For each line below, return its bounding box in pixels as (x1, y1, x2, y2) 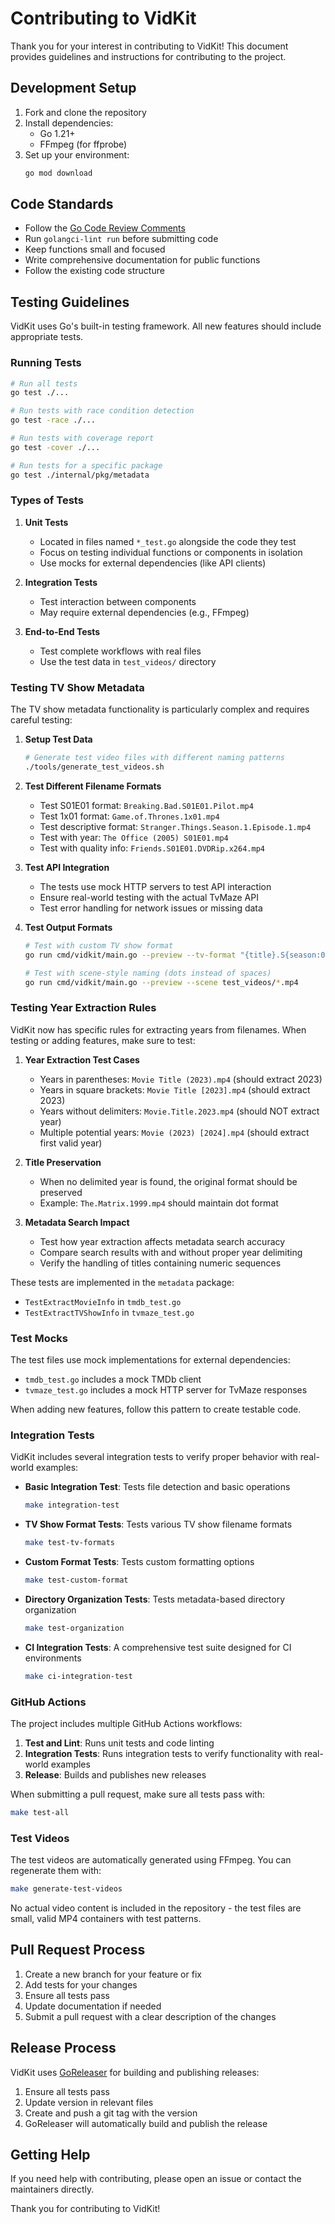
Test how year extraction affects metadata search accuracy (39, 1235, 286, 1247)
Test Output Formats (24, 921, 113, 933)
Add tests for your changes (24, 1978, 138, 1991)
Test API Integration (24, 861, 110, 873)
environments (24, 1652, 82, 1664)
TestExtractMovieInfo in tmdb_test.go (24, 1295, 182, 1307)
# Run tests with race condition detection (10, 406, 195, 416)
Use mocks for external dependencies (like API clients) (39, 557, 267, 569)
